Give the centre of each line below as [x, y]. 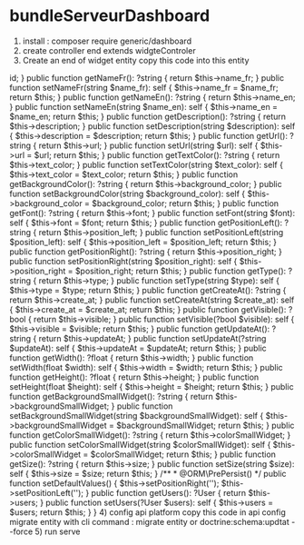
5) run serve [58, 531]
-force [21, 531]
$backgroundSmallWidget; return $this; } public [206, 425]
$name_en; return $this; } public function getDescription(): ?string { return [148, 116]
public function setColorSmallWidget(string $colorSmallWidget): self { [140, 444]
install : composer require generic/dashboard [107, 41]
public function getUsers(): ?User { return [169, 492]
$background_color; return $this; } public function [186, 203]
